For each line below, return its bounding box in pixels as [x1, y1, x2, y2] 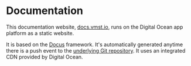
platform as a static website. [6, 29, 74, 36]
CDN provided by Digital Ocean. [6, 53, 83, 60]
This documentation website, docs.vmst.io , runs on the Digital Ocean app [6, 23, 183, 30]
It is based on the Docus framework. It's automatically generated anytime [6, 41, 183, 48]
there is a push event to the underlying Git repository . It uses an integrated [6, 47, 186, 54]
